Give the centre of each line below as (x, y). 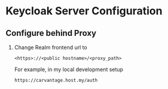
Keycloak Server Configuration (84, 11)
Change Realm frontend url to (51, 47)
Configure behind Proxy (51, 33)
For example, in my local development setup (69, 69)
